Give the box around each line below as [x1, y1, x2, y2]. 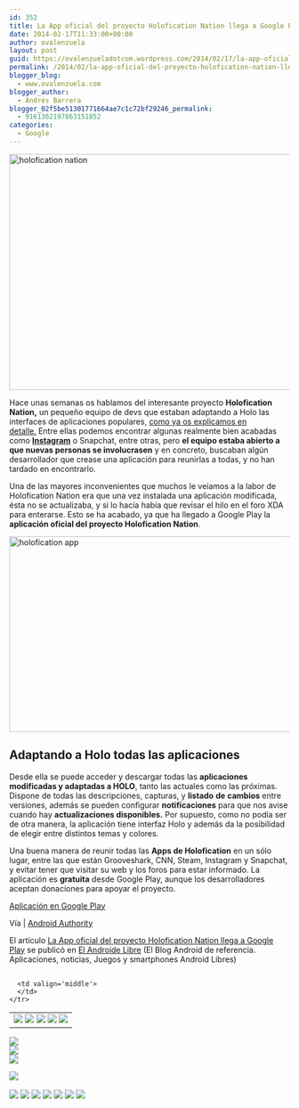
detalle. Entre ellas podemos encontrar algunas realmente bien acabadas [9, 425, 278, 436]
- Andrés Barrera [17, 95, 82, 105]
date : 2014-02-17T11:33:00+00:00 [9, 29, 133, 38]
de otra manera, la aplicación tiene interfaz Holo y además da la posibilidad [9, 819, 285, 829]
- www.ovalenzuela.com [17, 79, 101, 88]
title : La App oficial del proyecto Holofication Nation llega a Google [9, 21, 285, 30]
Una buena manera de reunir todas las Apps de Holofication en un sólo [9, 845, 272, 856]
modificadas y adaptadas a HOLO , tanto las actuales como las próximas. [9, 780, 278, 791]
